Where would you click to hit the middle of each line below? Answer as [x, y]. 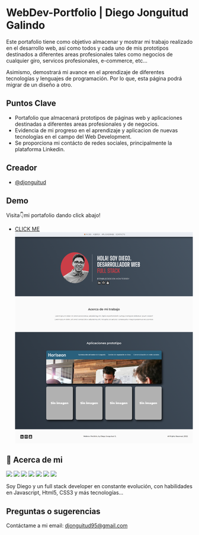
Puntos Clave [31, 104]
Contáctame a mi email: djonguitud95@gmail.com [67, 526]
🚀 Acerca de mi [35, 460]
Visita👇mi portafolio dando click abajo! [53, 215]
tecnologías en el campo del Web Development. [73, 136]
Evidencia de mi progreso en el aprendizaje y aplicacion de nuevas [96, 130]
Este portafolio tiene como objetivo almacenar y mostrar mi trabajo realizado [99, 42]
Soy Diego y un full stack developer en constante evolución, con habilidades [99, 486]
